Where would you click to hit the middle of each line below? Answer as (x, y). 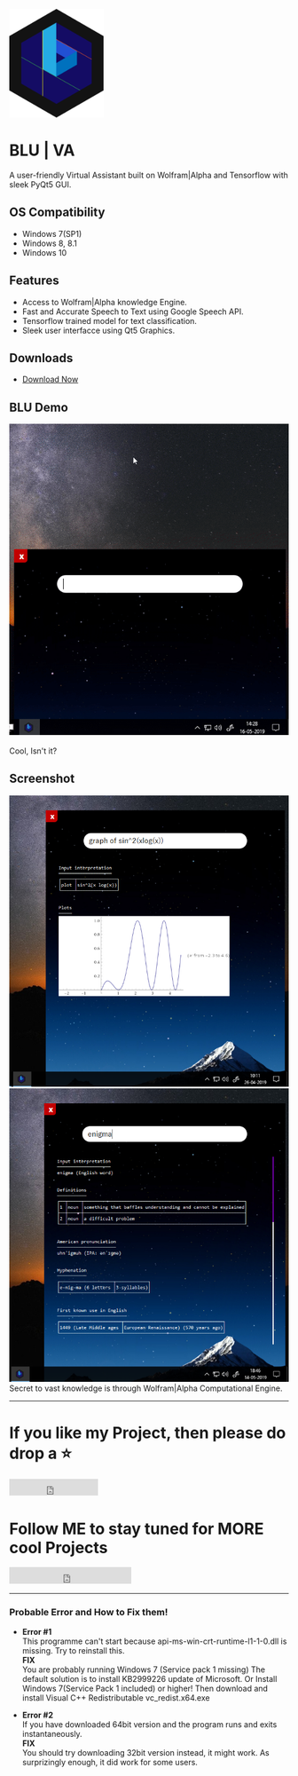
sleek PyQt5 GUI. (40, 184)
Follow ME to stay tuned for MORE (137, 1529)
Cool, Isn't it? (33, 751)
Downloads (41, 358)
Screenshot (42, 779)
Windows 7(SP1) (52, 233)
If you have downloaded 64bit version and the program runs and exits (149, 1724)
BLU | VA (42, 150)
